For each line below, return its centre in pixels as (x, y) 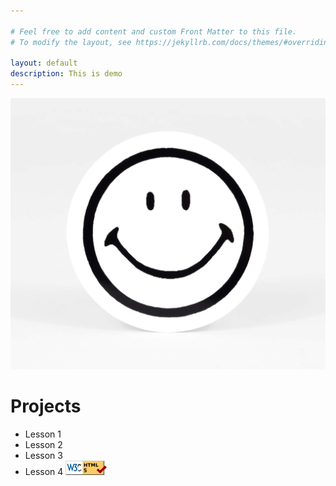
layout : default (44, 63)
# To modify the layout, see (71, 42)
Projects (46, 406)
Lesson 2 (43, 445)
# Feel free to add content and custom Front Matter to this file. (154, 31)
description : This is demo (66, 74)
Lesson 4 (44, 472)
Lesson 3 (43, 456)
